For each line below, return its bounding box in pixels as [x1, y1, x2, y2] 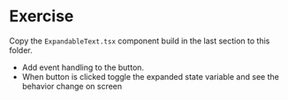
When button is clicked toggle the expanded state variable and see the [21, 71, 280, 81]
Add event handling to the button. [21, 62, 144, 73]
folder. [9, 44, 33, 55]
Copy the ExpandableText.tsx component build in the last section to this [9, 35, 270, 46]
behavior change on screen [21, 81, 123, 91]
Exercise [9, 6, 74, 27]
